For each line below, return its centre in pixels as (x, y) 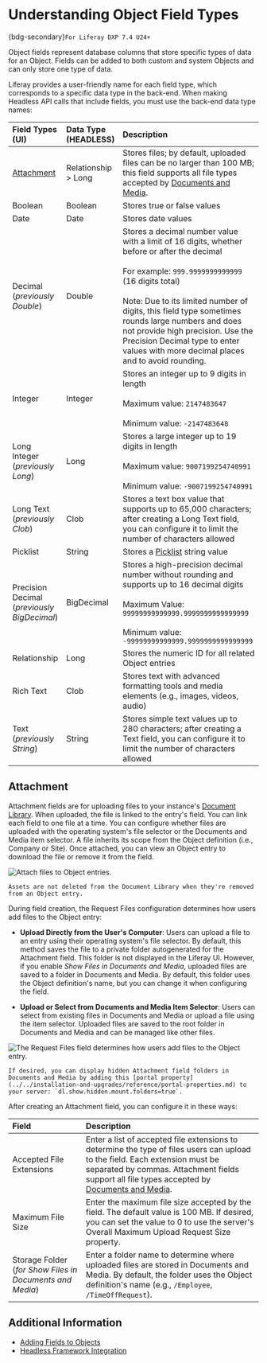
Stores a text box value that (174, 499)
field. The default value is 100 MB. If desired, (170, 1212)
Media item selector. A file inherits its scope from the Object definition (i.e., (131, 839)
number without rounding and (178, 574)
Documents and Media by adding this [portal (83, 1077)
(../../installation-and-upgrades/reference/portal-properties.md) (122, 1085)
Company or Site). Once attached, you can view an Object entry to (117, 848)
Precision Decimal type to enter (181, 341)
